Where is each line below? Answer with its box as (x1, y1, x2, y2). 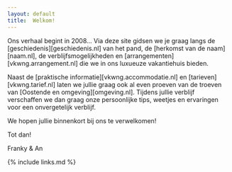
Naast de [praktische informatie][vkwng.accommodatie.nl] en (7, 72, 187, 81)
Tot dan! (7, 130, 32, 139)
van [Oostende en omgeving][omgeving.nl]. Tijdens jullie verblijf (7, 88, 195, 96)
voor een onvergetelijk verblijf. (7, 103, 96, 111)
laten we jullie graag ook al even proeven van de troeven (56, 80, 222, 88)
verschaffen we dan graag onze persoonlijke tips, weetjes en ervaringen (7, 95, 219, 103)
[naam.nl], (7, 51, 38, 60)
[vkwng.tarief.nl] (7, 80, 55, 88)
